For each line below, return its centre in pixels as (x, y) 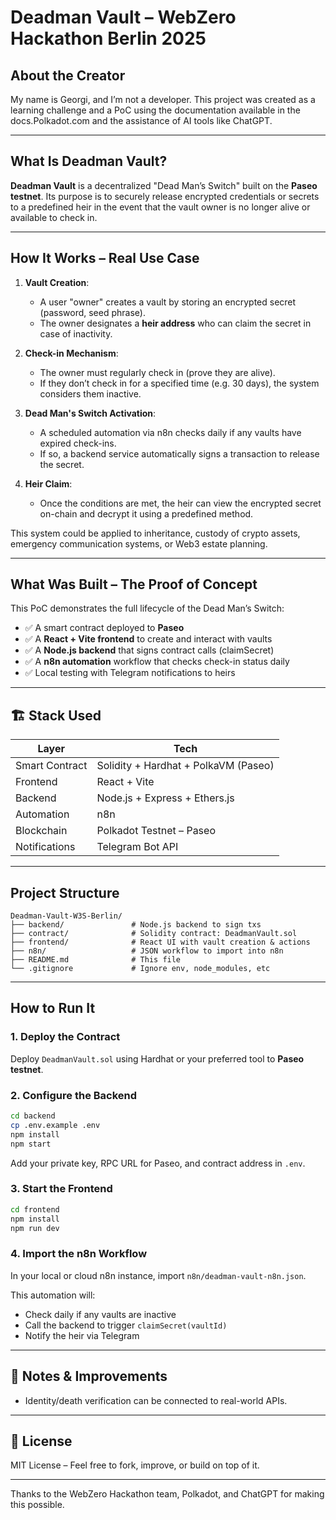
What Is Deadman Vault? (89, 161)
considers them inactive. (90, 393)
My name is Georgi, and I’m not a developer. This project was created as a (163, 99)
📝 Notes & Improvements (89, 1376)
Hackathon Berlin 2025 (108, 38)
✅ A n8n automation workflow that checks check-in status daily (157, 662)
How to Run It (53, 1008)
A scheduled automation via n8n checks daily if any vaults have (170, 432)
